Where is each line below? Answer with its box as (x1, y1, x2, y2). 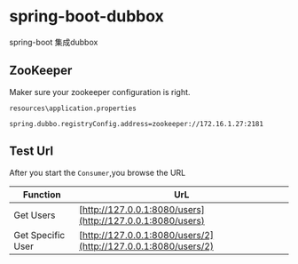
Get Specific (13, 228, 66, 241)
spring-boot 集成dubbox (9, 36, 98, 47)
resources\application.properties (9, 104, 137, 113)
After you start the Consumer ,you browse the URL (9, 167, 186, 178)
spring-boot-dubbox (9, 6, 164, 27)
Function (22, 188, 61, 201)
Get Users (13, 209, 56, 221)
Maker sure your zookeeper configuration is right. (9, 86, 191, 97)
